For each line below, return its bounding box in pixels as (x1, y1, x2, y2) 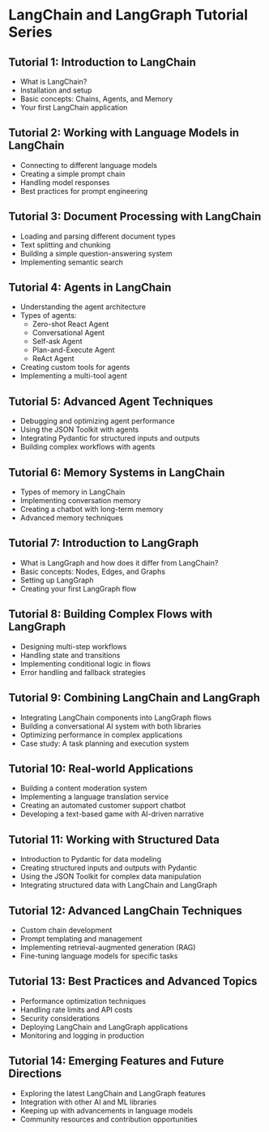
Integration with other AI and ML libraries (19, 1097, 157, 1107)
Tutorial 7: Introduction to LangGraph (8, 536, 199, 550)
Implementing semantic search (19, 257, 124, 267)
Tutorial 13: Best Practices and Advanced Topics (8, 975, 258, 988)
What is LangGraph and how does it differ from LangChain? (19, 557, 219, 567)
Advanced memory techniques (19, 513, 124, 523)
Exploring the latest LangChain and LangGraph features (19, 1088, 207, 1098)
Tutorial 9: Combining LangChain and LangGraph (8, 691, 261, 705)
